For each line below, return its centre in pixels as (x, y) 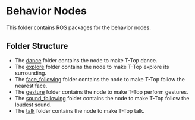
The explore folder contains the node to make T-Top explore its (92, 67)
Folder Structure (37, 46)
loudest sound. (33, 105)
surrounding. (30, 73)
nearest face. (31, 86)
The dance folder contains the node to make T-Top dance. (86, 60)
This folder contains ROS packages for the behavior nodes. (79, 27)
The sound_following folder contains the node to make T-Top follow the (102, 98)
